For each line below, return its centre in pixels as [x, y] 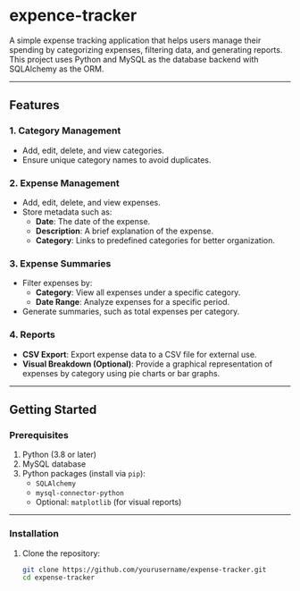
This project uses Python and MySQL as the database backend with [134, 59]
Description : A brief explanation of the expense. [125, 231]
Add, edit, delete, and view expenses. [91, 202]
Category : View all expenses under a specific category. [138, 292]
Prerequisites [39, 435]
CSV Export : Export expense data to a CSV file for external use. [139, 354]
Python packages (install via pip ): [83, 474]
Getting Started [53, 409]
